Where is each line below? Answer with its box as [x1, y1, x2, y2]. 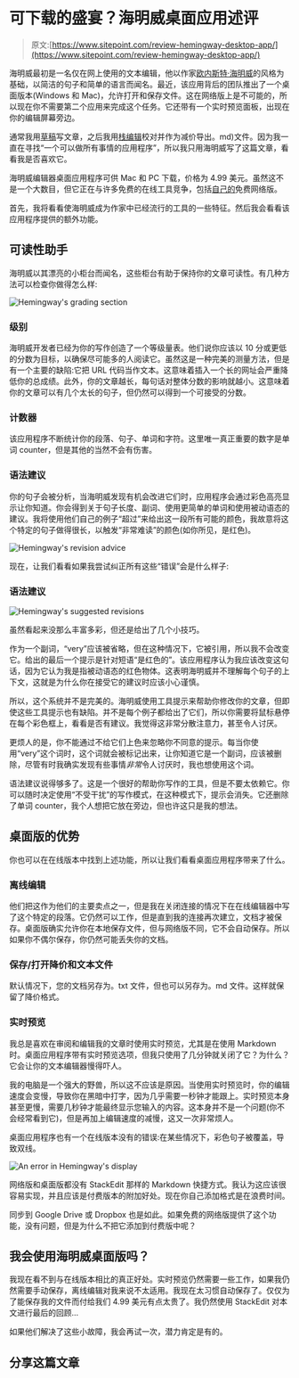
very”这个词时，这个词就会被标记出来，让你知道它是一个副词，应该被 [20, 748, 274, 759]
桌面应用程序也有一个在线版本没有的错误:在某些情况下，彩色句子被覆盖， [9, 1131, 278, 1142]
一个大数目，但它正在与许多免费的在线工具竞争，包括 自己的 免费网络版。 [16, 184, 282, 194]
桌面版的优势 [9, 829, 80, 844]
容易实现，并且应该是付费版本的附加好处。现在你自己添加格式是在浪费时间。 [9, 1190, 290, 1201]
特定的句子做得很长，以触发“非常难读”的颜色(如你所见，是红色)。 [16, 524, 256, 535]
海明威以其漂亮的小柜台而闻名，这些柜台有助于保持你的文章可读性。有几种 [9, 267, 282, 278]
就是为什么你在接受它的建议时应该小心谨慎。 [39, 677, 205, 687]
